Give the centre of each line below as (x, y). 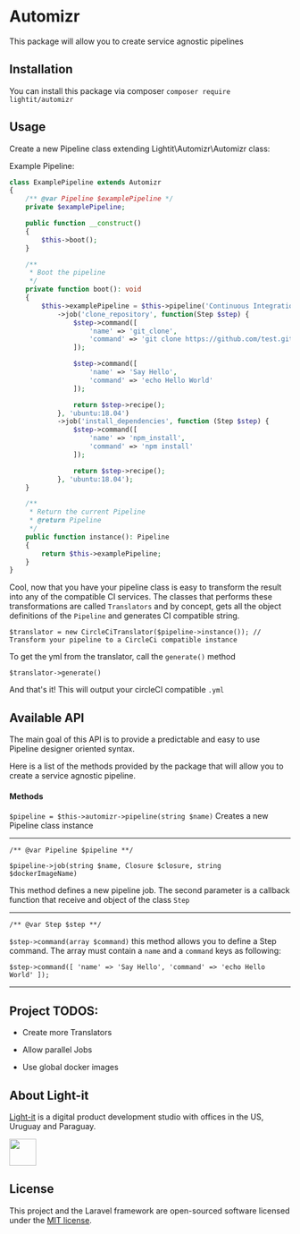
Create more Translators (67, 1033)
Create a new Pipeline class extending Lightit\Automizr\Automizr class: (140, 149)
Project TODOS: (54, 1011)
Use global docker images (70, 1068)
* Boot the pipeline (67, 273)
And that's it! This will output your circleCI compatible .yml (117, 690)
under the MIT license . (50, 1220)
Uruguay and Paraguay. (53, 1126)
